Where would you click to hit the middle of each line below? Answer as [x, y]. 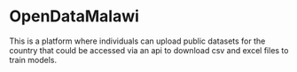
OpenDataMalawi [74, 16]
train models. [33, 60]
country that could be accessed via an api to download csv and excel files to [149, 50]
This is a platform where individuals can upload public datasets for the [137, 41]
